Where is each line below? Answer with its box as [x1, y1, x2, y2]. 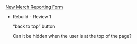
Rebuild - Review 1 [12, 14, 52, 19]
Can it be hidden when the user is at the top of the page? [12, 33, 132, 39]
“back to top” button [12, 23, 55, 29]
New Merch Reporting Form [5, 4, 63, 10]
